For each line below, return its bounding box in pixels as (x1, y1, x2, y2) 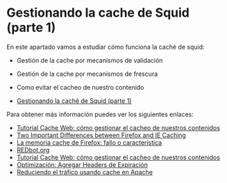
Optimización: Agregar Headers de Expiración (16, 160, 149, 168)
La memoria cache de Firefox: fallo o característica (16, 138, 162, 147)
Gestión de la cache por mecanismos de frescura (16, 70, 158, 78)
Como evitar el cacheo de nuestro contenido (16, 83, 144, 91)
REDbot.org (16, 145, 50, 154)
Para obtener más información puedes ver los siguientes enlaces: (6, 110, 194, 118)
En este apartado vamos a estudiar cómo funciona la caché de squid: (6, 42, 205, 51)
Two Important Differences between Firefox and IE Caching (16, 131, 187, 139)
